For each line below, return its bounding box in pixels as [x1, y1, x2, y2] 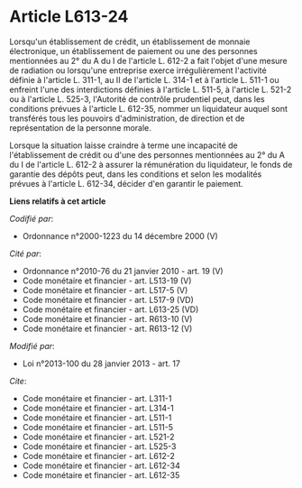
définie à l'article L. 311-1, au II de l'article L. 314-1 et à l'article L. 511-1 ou [9, 74, 279, 85]
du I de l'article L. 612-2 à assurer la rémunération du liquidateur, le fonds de [9, 159, 293, 170]
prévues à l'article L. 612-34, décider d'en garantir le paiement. [9, 178, 243, 189]
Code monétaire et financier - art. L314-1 [22, 402, 174, 413]
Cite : [9, 375, 27, 386]
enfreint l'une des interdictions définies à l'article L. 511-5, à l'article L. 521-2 [9, 84, 292, 95]
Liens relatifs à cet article [9, 196, 106, 207]
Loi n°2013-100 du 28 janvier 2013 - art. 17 [22, 358, 180, 369]
